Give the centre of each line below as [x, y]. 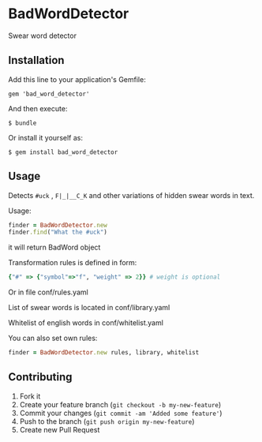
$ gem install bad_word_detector [63, 152]
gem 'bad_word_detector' [49, 94]
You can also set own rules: [53, 338]
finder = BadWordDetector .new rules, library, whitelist [104, 353]
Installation [36, 60]
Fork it [30, 396]
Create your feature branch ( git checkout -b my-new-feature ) [120, 404]
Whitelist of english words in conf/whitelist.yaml [86, 323]
